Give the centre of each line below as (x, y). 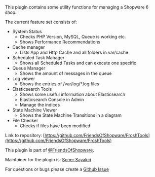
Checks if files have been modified (55, 126)
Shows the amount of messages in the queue (66, 73)
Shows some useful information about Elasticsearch (73, 94)
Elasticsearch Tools (32, 89)
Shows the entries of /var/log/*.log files (59, 84)
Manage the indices (40, 105)
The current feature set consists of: (41, 22)
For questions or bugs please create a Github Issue (57, 169)
